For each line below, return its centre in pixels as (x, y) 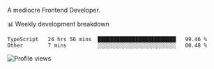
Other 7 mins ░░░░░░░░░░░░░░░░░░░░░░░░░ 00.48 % (107, 45)
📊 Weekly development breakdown (58, 24)
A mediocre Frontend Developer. (54, 10)
